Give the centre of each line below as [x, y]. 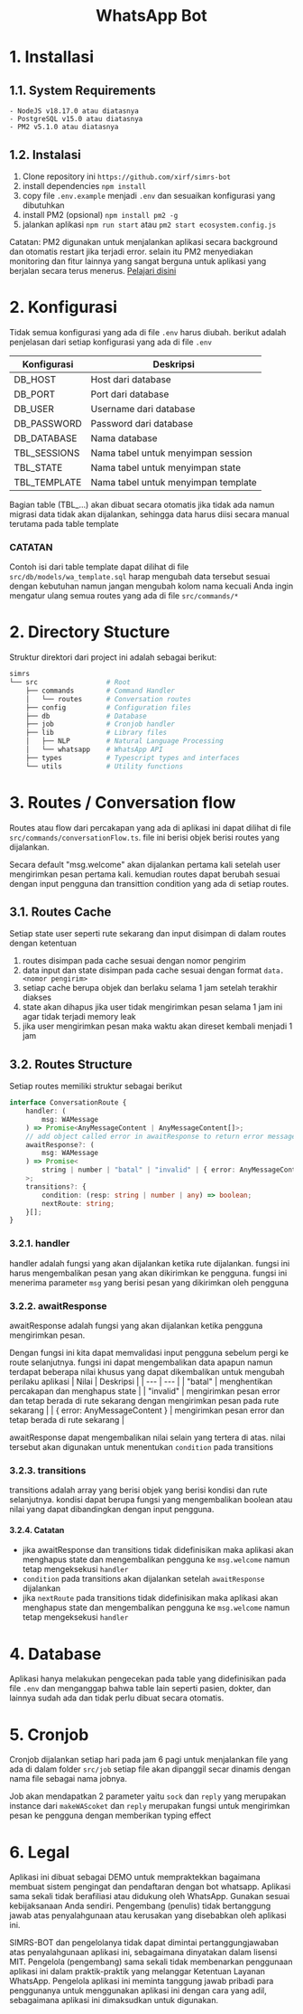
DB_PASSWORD [48, 423]
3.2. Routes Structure [71, 1064]
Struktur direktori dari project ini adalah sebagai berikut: [113, 657]
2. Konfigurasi [64, 307]
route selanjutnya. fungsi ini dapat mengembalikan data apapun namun [141, 1362]
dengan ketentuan [43, 943]
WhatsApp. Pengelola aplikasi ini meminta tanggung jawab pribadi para [142, 1981]
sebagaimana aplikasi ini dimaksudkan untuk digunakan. [114, 2000]
